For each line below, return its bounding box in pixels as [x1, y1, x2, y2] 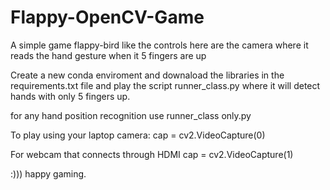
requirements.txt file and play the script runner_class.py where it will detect [10, 79, 321, 91]
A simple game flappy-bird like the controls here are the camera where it [10, 39, 309, 51]
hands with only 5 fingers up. [10, 90, 131, 102]
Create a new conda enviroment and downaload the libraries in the [10, 69, 285, 81]
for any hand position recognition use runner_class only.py [10, 109, 252, 121]
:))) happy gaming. [10, 167, 87, 180]
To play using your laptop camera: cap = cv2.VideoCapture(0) [10, 129, 266, 141]
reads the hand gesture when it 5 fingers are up [10, 49, 207, 61]
